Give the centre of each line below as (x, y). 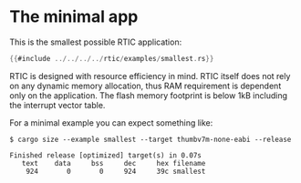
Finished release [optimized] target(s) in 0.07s (106, 155)
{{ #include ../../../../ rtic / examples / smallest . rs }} (112, 58)
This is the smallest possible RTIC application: (96, 42)
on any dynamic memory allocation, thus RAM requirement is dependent (145, 86)
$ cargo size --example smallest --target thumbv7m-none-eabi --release (150, 139)
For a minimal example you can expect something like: (111, 122)
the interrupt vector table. (57, 105)
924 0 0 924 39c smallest (116, 171)
